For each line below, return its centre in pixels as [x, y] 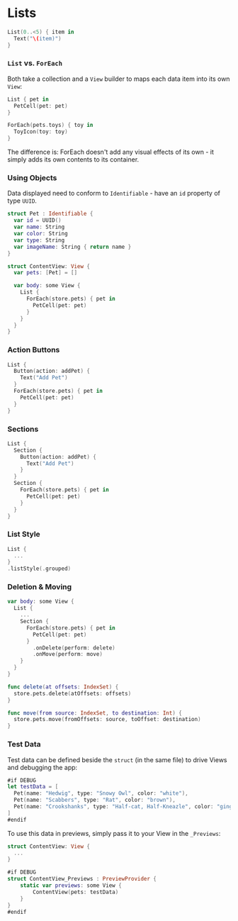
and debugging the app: [42, 767]
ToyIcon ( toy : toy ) [41, 132]
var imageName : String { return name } [73, 247]
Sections [23, 429]
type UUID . [22, 201]
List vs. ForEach [35, 63]
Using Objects [32, 178]
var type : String [39, 240]
